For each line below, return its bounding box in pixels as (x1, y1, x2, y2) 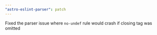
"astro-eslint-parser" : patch (5, 7, 66, 12)
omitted (5, 25, 20, 31)
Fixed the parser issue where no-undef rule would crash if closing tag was (5, 20, 153, 26)
